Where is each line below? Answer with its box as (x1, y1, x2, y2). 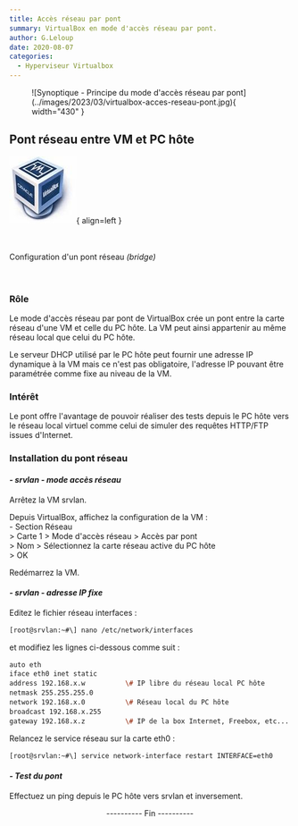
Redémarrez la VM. (9, 567, 80, 577)
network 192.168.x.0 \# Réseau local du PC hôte (9, 698, 229, 707)
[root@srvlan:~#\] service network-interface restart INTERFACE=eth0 (9, 751, 274, 760)
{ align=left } (76, 215, 122, 225)
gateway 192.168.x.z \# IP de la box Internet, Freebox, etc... (9, 716, 290, 726)
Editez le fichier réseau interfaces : (9, 607, 137, 618)
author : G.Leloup (9, 33, 74, 42)
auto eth (9, 660, 42, 670)
